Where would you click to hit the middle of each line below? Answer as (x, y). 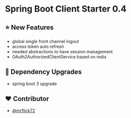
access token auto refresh (38, 46)
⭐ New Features (29, 27)
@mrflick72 (23, 110)
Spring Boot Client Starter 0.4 (66, 9)
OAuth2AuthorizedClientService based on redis (59, 57)
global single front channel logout (45, 41)
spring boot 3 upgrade (34, 84)
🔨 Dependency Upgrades (44, 72)
